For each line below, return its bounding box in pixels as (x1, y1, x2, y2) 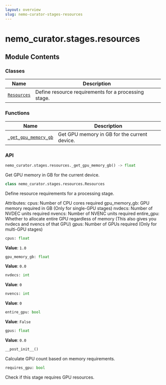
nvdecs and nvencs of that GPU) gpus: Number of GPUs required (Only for (5, 221, 157, 227)
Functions (5, 110, 30, 117)
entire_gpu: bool (5, 310, 41, 315)
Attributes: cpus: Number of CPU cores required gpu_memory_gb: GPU (5, 200, 150, 206)
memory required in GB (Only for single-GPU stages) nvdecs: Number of (5, 205, 153, 211)
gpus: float (5, 328, 30, 334)
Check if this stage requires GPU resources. (5, 374, 95, 380)
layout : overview (5, 7, 41, 12)
